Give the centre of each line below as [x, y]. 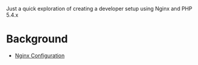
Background [37, 39]
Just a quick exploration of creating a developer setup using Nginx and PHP [99, 9]
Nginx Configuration [40, 55]
